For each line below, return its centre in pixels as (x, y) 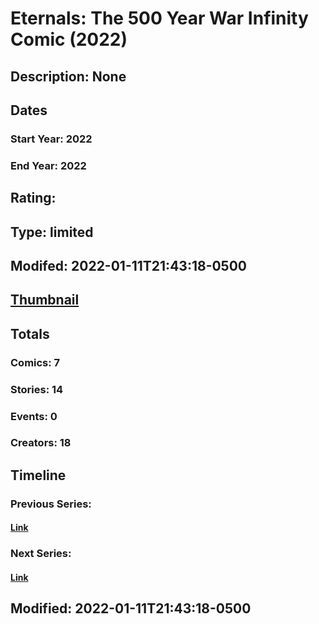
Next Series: (41, 554)
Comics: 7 (35, 362)
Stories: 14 (37, 389)
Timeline (38, 475)
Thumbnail (45, 300)
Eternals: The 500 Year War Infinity (159, 18)
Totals (30, 333)
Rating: (33, 198)
